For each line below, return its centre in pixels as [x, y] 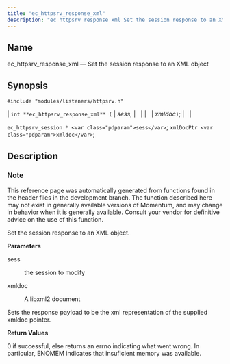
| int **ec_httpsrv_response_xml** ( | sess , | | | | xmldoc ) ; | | [99, 114]
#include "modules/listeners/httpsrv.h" [66, 101]
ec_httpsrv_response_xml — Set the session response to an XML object [108, 64]
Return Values [28, 333]
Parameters [24, 246]
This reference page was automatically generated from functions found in [111, 190]
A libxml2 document [52, 299]
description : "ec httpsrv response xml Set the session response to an [111, 20]
